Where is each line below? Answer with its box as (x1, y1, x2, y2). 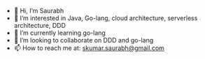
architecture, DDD (13, 22, 66, 29)
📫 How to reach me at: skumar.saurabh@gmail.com (13, 44, 164, 52)
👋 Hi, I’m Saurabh (13, 7, 64, 15)
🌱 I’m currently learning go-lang (13, 28, 106, 37)
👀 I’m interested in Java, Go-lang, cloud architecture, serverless (13, 14, 198, 22)
